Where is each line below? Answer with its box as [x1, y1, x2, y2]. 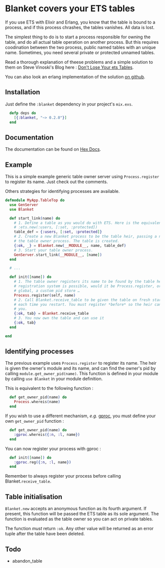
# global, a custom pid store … [14, 288, 80, 293]
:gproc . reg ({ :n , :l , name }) [14, 460, 71, 464]
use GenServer [9, 202, 38, 207]
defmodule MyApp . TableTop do [5, 198, 65, 203]
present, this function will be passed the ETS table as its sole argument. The [5, 511, 159, 517]
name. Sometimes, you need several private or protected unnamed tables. [5, 50, 155, 55]
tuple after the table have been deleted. [5, 531, 85, 537]
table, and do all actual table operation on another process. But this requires [5, 39, 159, 45]
